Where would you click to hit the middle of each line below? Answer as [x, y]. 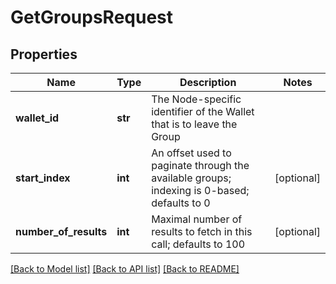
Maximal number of [197, 219]
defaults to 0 [181, 203]
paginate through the [200, 165]
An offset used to [191, 153]
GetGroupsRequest [92, 17]
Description [208, 82]
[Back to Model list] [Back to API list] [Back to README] [125, 269]
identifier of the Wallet [203, 111]
